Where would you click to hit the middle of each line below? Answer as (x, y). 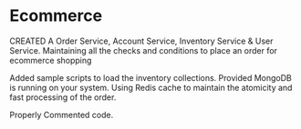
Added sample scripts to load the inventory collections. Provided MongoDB (150, 77)
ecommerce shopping (51, 60)
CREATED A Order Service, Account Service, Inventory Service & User (141, 41)
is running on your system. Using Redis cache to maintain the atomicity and (151, 87)
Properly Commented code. (62, 114)
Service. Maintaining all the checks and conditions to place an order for (144, 50)
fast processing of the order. (63, 97)
